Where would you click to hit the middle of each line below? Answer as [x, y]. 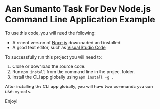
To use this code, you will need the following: [50, 33]
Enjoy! [11, 101]
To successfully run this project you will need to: [54, 57]
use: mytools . [18, 91]
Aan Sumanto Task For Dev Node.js [78, 9]
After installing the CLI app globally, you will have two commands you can [79, 86]
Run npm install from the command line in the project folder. [73, 71]
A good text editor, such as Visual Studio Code [59, 47]
